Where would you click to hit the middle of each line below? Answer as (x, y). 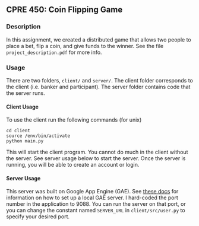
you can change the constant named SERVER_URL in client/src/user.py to (96, 211)
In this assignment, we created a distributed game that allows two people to (99, 39)
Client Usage (22, 107)
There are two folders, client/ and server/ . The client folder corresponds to (99, 80)
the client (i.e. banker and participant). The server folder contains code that (98, 87)
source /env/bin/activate (38, 136)
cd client (18, 131)
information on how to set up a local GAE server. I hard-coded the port (92, 198)
